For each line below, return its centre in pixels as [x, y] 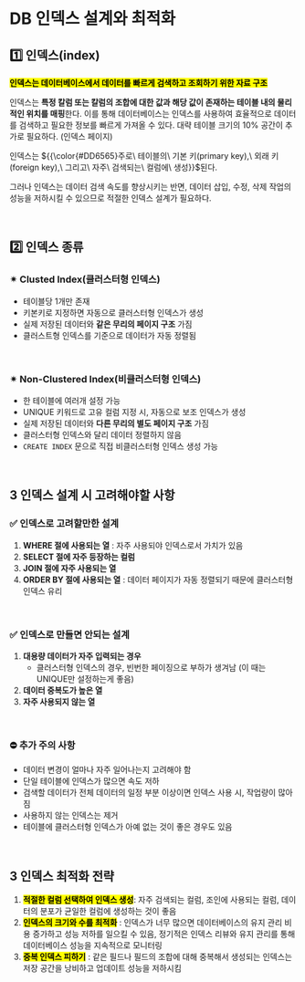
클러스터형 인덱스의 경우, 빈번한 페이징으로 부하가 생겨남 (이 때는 [151, 667]
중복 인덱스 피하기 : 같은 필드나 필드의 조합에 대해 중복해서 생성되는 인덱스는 [157, 957]
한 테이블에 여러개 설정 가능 [72, 400]
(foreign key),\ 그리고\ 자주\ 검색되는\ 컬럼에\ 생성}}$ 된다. [113, 167]
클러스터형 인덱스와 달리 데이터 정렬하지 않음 [102, 434]
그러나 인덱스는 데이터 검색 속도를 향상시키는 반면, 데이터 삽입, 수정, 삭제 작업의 [151, 187]
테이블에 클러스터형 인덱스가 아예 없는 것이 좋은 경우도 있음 [127, 827]
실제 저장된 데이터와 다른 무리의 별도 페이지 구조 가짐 [116, 423]
